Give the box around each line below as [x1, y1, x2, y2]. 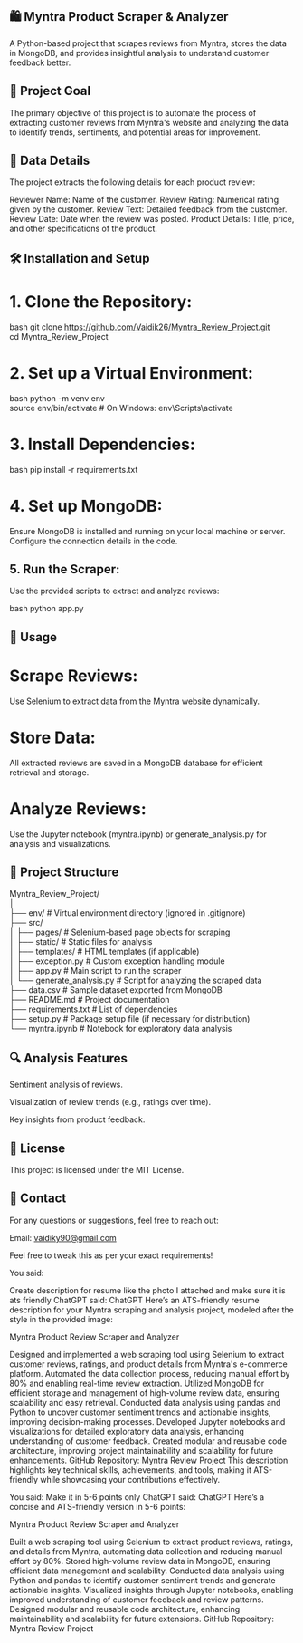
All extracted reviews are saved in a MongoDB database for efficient [9, 757, 264, 768]
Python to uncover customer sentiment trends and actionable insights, [9, 1407, 271, 1417]
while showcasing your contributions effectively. [40, 1474, 220, 1484]
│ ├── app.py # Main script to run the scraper [9, 966, 182, 976]
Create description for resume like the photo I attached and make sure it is [9, 1284, 287, 1295]
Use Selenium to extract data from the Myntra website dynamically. [9, 696, 260, 706]
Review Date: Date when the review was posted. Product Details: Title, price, [9, 214, 295, 225]
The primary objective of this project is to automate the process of [9, 107, 257, 118]
